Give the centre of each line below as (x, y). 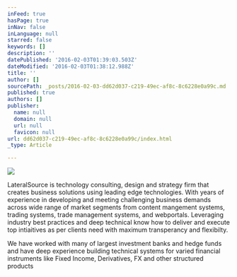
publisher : (23, 106)
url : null (28, 125)
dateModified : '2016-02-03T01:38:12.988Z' (71, 66)
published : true (31, 93)
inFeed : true (27, 14)
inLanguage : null (33, 34)
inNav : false (27, 27)
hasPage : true (28, 20)
